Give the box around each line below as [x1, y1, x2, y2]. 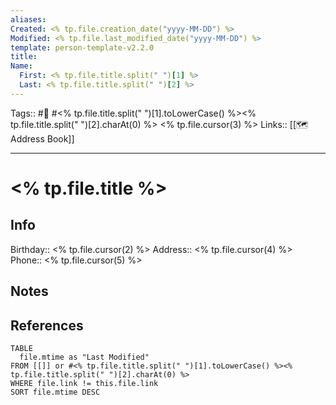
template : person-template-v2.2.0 [10, 42, 155, 53]
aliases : [10, 14, 47, 25]
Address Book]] [10, 132, 75, 145]
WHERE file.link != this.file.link [10, 378, 159, 388]
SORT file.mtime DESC [10, 387, 101, 397]
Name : [10, 61, 33, 71]
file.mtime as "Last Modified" [19, 352, 150, 362]
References [10, 317, 84, 334]
